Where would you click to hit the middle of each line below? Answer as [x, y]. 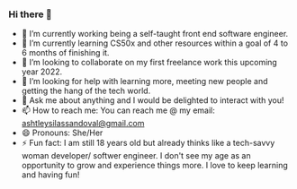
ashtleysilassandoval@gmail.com [83, 124]
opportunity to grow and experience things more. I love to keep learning [155, 166]
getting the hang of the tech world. [86, 91]
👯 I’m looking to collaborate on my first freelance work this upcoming [149, 63]
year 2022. [42, 72]
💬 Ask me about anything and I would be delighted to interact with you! [153, 100]
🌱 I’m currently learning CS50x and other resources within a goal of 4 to [155, 43]
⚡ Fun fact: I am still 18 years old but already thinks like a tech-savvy [148, 143]
